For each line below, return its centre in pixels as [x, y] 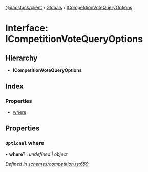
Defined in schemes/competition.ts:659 [47, 164]
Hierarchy [22, 58]
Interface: [27, 28]
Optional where [25, 143]
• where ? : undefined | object [36, 154]
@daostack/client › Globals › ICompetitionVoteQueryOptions [69, 7]
